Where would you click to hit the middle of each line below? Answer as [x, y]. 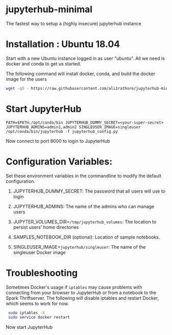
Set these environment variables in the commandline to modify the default [84, 176]
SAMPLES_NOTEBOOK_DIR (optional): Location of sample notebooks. [87, 237]
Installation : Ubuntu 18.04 [63, 44]
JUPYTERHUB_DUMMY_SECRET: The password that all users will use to [89, 191]
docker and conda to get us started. [43, 64]
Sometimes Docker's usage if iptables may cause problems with [74, 287]
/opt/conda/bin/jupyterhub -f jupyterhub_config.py [62, 131]
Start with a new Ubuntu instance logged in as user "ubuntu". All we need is [85, 58]
